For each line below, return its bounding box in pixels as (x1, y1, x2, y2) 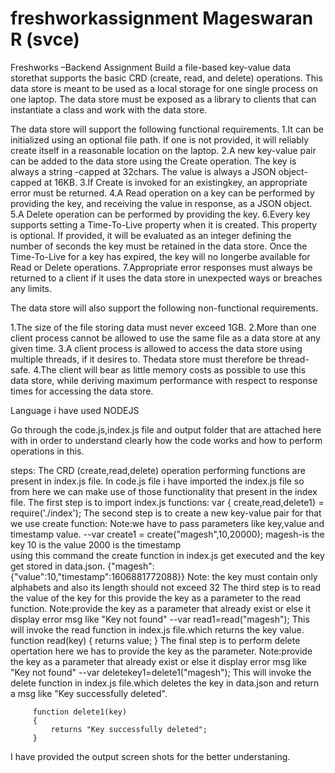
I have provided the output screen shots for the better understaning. (10, 750, 291, 762)
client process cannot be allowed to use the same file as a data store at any (10, 332, 321, 344)
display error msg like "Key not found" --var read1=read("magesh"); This (10, 613, 310, 625)
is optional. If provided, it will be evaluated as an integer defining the (10, 229, 292, 241)
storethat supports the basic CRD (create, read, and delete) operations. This (10, 72, 323, 84)
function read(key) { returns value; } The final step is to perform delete (10, 634, 301, 646)
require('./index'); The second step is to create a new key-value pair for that (10, 507, 322, 519)
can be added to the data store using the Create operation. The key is (10, 155, 297, 167)
